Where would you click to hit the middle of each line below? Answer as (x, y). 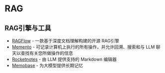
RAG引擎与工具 (28, 28)
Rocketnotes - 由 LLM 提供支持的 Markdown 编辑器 (64, 59)
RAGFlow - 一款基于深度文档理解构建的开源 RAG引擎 (66, 41)
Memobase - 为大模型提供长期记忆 (47, 65)
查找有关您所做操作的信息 (47, 53)
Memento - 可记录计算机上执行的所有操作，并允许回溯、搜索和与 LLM (83, 47)
